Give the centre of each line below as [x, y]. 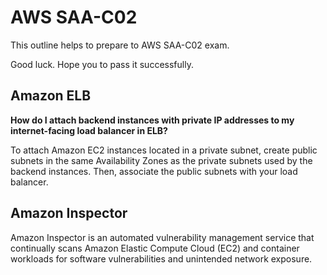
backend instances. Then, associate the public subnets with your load [154, 171]
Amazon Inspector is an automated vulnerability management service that [162, 237]
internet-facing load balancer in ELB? [89, 130]
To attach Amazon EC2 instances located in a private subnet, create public [164, 150]
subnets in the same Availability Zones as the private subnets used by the [161, 160]
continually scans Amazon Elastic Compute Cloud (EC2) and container [155, 248]
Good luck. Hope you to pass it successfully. [102, 64]
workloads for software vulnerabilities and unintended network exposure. [161, 258]
